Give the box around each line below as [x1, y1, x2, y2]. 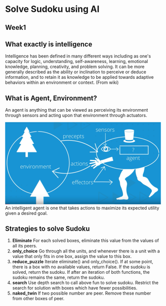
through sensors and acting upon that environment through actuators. [5, 113, 147, 119]
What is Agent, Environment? [5, 94, 97, 102]
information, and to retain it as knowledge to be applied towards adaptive [5, 74, 154, 80]
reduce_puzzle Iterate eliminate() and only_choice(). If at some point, [12, 259, 154, 265]
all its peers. [12, 243, 38, 249]
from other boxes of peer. [12, 296, 65, 302]
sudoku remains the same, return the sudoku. [12, 274, 105, 281]
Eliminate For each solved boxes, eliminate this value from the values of [12, 238, 159, 244]
